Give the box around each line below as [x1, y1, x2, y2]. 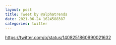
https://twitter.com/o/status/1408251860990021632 [5, 35, 112, 41]
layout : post [5, 7, 32, 12]
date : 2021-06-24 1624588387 [5, 16, 65, 21]
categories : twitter [5, 21, 48, 26]
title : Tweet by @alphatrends [5, 12, 68, 17]
